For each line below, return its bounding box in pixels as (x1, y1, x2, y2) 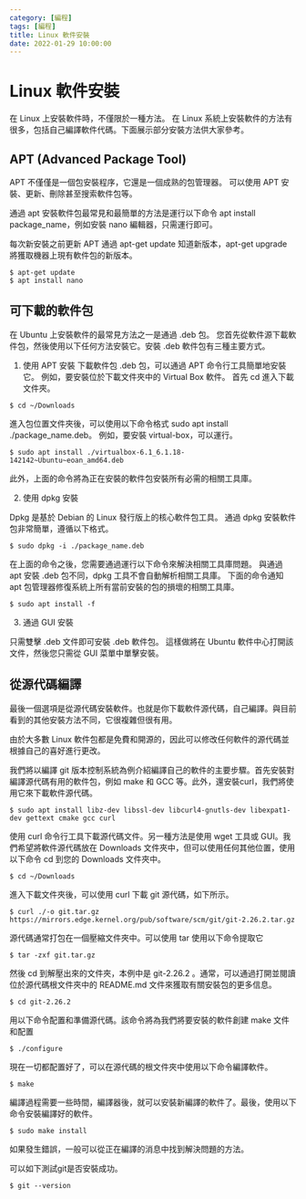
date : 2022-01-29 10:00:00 (9, 38, 112, 48)
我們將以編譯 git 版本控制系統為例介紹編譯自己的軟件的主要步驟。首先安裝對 (9, 764, 295, 775)
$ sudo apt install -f (9, 599, 96, 608)
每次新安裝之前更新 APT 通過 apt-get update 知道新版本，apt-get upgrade (9, 238, 288, 249)
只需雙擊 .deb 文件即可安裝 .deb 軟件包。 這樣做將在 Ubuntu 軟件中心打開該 (9, 636, 294, 647)
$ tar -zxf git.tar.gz (9, 951, 96, 960)
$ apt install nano (9, 276, 84, 285)
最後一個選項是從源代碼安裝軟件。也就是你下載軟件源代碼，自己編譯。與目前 (9, 702, 297, 713)
